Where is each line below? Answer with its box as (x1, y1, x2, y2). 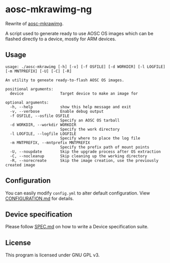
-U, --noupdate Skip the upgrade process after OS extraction (10, 149, 161, 154)
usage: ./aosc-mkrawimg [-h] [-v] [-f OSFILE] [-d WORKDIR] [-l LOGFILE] (5, 64, 166, 69)
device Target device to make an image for (10, 91, 138, 96)
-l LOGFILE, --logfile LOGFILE (10, 131, 77, 136)
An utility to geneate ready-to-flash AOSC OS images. (5, 78, 125, 83)
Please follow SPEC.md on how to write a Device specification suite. (5, 224, 149, 230)
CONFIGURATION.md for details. (5, 195, 74, 201)
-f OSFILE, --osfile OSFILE (10, 113, 70, 118)
